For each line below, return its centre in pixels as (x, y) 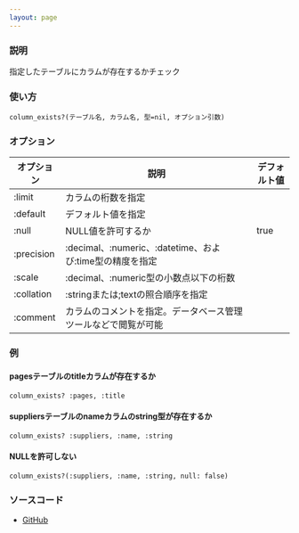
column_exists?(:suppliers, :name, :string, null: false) (119, 476)
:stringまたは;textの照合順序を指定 (137, 294)
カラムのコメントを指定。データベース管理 (154, 311)
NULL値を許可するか (108, 231)
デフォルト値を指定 (105, 214)
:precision (34, 253)
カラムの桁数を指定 (105, 197)
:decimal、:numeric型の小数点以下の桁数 (150, 277)
